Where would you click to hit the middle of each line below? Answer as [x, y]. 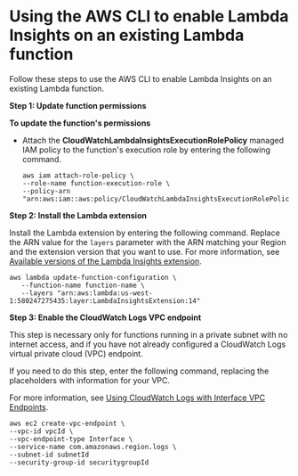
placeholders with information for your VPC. [90, 380]
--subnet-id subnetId [49, 455]
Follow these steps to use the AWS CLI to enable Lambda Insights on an [141, 78]
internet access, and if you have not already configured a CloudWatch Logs [148, 344]
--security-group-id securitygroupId [79, 462]
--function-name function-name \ [83, 285]
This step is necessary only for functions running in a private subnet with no [149, 334]
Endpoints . [29, 406]
